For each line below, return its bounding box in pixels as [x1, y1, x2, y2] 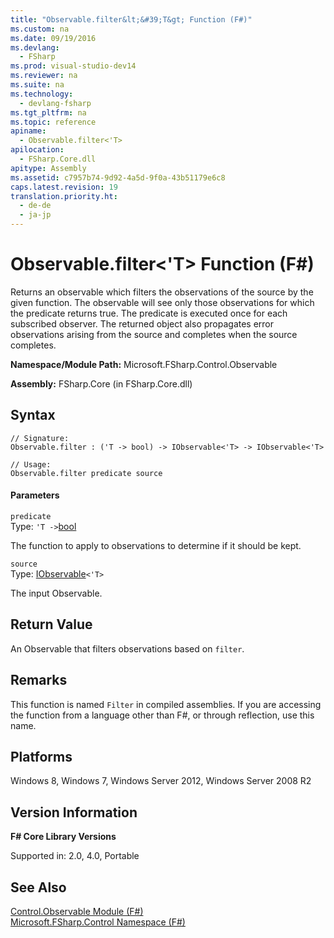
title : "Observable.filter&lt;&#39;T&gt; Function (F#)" [10, 14, 253, 25]
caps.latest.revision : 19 [10, 182, 118, 192]
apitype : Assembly [10, 163, 87, 173]
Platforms [10, 748, 73, 765]
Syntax [10, 407, 56, 424]
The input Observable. [10, 587, 103, 599]
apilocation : [10, 145, 65, 155]
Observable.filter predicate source [10, 468, 163, 478]
